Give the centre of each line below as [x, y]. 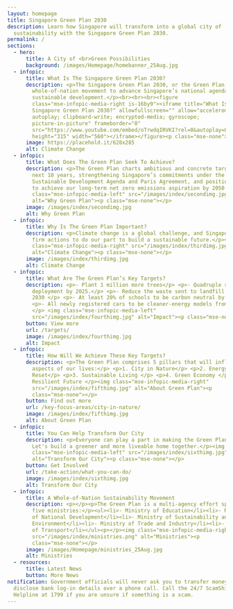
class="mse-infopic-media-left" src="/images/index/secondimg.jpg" [131, 194]
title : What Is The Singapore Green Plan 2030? [96, 78]
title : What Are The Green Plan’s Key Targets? [96, 278]
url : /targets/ [48, 330]
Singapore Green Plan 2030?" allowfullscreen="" [104, 110]
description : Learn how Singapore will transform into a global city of [114, 26]
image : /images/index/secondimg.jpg [78, 208]
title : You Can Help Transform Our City [85, 433]
